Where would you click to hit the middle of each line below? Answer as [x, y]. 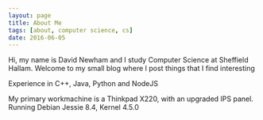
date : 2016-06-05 [37, 37]
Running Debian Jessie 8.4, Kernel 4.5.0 [73, 107]
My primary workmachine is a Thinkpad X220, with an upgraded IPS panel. [131, 99]
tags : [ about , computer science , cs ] [71, 30]
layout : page [30, 15]
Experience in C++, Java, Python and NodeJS [83, 84]
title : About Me [35, 23]
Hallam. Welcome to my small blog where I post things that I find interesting [132, 69]
